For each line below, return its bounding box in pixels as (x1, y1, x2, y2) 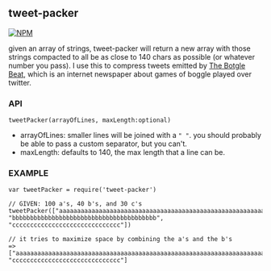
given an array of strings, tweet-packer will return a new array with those (8, 44, 252, 53)
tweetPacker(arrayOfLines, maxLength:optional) (8, 116, 172, 124)
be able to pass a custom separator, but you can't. (19, 139, 188, 148)
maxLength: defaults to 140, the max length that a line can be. (19, 148, 226, 157)
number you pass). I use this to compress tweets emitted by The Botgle (8, 60, 246, 70)
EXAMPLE (8, 168, 49, 179)
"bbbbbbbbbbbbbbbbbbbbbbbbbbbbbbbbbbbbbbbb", (8, 214, 164, 223)
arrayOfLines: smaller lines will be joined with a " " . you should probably (19, 131, 262, 140)
